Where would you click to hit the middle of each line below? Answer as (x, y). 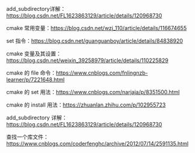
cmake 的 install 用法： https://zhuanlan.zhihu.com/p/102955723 (86, 105)
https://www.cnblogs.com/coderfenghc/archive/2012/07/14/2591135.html (97, 144)
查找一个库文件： (27, 137)
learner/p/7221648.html (36, 80)
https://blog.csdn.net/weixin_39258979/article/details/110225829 (88, 60)
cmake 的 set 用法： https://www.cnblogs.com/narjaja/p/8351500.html (93, 92)
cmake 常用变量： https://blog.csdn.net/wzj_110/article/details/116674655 (97, 28)
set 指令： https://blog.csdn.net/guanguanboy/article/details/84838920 (94, 41)
